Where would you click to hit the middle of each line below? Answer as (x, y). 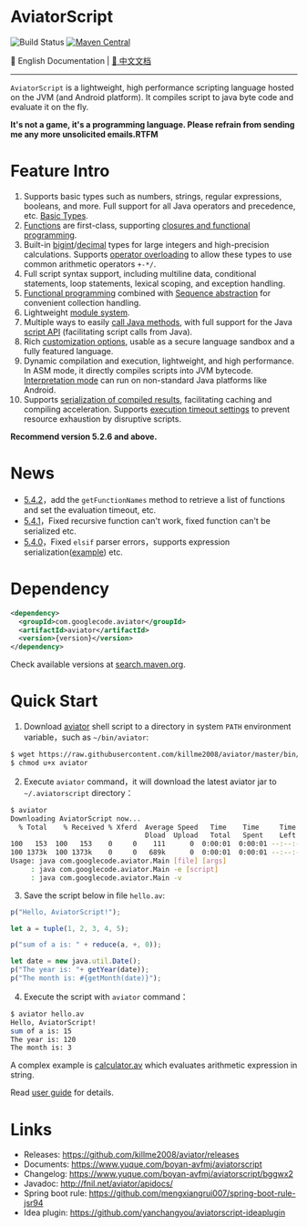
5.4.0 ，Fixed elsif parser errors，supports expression (127, 542)
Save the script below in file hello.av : (94, 895)
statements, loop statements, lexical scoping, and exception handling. (154, 283)
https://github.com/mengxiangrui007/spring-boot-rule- (192, 1193)
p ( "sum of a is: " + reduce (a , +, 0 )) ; (86, 945)
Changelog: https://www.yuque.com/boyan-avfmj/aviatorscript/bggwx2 (159, 1174)
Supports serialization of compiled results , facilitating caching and (148, 399)
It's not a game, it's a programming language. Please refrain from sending (153, 124)
